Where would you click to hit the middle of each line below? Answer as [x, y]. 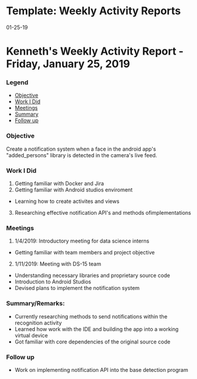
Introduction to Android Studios [53, 282]
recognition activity [38, 323]
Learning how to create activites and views [67, 201]
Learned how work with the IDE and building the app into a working [96, 329]
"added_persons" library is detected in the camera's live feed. [82, 155]
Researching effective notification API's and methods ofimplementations [103, 213]
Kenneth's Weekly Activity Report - [95, 51]
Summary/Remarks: [35, 304]
